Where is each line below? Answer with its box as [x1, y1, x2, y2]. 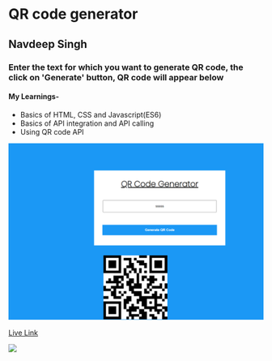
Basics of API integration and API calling [19, 118, 155, 128]
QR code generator [8, 5, 138, 24]
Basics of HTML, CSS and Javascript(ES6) [19, 110, 162, 119]
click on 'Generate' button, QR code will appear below [8, 71, 224, 83]
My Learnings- [8, 92, 59, 101]
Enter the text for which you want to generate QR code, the [8, 62, 244, 73]
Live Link [8, 328, 39, 337]
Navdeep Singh [8, 37, 87, 51]
